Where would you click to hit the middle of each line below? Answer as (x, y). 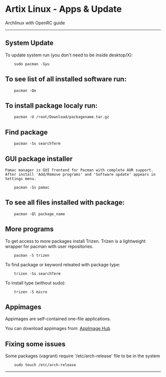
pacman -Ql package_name (40, 214)
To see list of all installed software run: (66, 79)
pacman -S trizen (32, 255)
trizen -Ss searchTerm (37, 274)
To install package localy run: (51, 106)
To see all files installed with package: (65, 203)
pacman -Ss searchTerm (37, 144)
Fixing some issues (35, 344)
